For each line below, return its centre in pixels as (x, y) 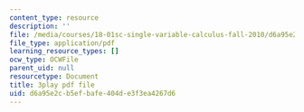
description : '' (40, 26)
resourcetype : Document (54, 77)
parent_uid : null (42, 69)
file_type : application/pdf (62, 43)
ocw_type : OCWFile (44, 60)
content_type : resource (54, 18)
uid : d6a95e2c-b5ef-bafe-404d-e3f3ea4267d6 (93, 93)
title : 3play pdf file (52, 85)
